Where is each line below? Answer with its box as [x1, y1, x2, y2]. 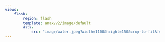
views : [5, 7, 19, 12]
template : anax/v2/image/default [23, 20, 91, 26]
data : [23, 25, 34, 30]
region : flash [23, 16, 52, 21]
